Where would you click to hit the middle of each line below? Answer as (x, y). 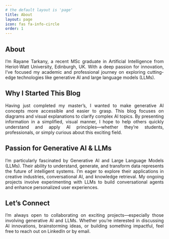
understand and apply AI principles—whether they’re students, (84, 127)
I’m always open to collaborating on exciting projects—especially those (84, 215)
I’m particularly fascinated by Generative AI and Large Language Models (84, 160)
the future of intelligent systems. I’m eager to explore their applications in (84, 171)
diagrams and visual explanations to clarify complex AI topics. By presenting (84, 116)
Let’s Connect (28, 203)
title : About (19, 15)
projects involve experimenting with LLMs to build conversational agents (84, 182)
